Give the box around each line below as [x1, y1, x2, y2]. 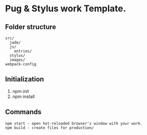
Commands [5, 108, 42, 116]
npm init [12, 88, 29, 94]
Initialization [5, 75, 45, 84]
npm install [12, 93, 35, 99]
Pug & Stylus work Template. [5, 3, 126, 14]
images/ [9, 57, 26, 62]
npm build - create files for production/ [5, 125, 94, 130]
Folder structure [5, 23, 56, 31]
